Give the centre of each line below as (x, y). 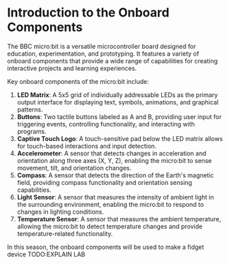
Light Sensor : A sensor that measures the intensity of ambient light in (115, 197)
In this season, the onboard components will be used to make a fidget (106, 247)
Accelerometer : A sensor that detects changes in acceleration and (112, 153)
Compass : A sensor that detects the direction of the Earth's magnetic (115, 175)
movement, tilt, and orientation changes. (74, 168)
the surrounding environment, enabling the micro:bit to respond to (111, 204)
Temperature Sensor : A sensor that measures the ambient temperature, (119, 219)
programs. (32, 131)
